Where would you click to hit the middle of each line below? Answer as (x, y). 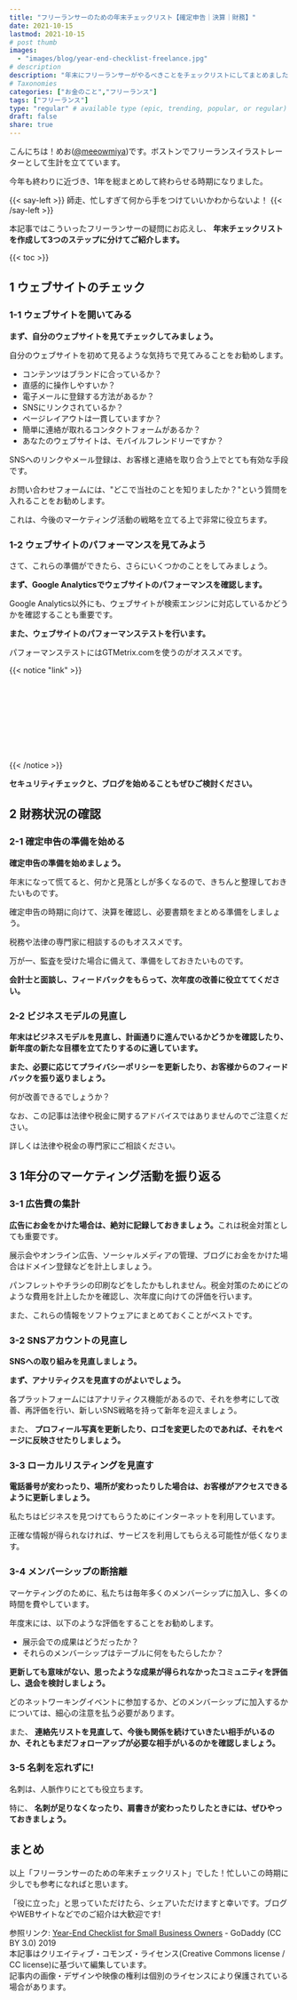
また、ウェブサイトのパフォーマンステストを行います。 (110, 633)
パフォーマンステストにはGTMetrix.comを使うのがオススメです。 (128, 652)
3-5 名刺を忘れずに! (52, 1768)
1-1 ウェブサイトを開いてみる (71, 315)
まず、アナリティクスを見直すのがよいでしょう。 (98, 1380)
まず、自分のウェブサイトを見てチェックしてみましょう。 (113, 336)
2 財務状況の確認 (55, 814)
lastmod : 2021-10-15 (47, 34)
